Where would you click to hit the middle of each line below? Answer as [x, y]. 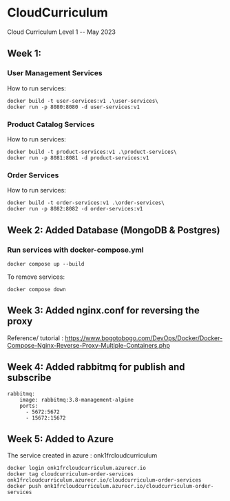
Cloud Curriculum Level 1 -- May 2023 [61, 32]
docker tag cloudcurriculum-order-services [71, 474]
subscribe [29, 378]
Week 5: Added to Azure [61, 439]
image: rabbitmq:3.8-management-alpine [77, 400]
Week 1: [24, 53]
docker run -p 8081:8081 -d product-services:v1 [78, 158]
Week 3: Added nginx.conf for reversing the [103, 311]
